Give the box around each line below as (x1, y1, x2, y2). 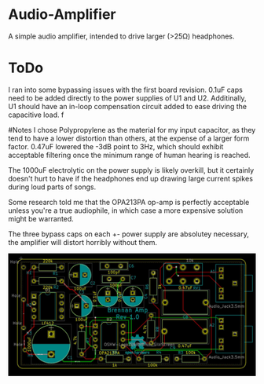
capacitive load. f (8, 110, 64, 119)
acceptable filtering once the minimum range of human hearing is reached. (8, 150, 251, 159)
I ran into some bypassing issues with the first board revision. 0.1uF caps (8, 85, 244, 94)
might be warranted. (8, 214, 75, 223)
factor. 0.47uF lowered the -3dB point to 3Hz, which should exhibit (8, 141, 224, 151)
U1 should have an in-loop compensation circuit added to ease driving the (8, 101, 247, 111)
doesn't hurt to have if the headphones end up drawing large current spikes (8, 174, 254, 183)
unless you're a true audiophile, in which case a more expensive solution (8, 206, 244, 215)
